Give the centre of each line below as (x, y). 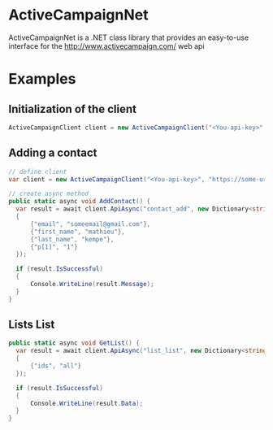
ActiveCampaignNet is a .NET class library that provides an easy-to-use (129, 37)
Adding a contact (53, 153)
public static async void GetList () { (74, 343)
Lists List (32, 325)
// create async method (49, 194)
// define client (38, 172)
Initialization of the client (72, 109)
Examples (42, 79)
